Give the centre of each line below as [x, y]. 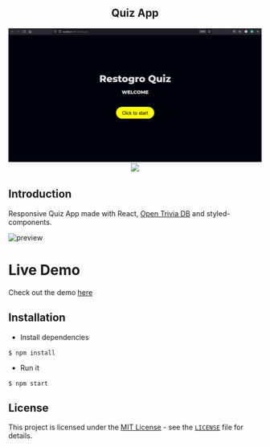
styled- [218, 213]
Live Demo [44, 271]
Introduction [40, 194]
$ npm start [28, 383]
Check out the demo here [51, 292]
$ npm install [32, 353]
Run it [30, 367]
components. [30, 222]
